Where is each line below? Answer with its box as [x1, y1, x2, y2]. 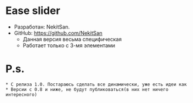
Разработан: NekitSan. [13, 23, 70, 30]
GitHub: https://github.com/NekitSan [13, 29, 103, 36]
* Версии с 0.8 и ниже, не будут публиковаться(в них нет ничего [5, 86, 168, 93]
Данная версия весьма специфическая [22, 35, 122, 42]
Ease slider [5, 4, 60, 17]
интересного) [5, 91, 38, 97]
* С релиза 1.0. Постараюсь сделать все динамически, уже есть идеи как [5, 81, 187, 87]
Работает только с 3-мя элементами [22, 42, 116, 49]
